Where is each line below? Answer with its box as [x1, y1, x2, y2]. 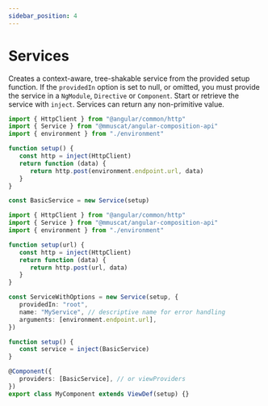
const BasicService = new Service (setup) [8, 197, 150, 205]
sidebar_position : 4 [8, 11, 78, 20]
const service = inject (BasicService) [19, 345, 150, 353]
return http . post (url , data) [29, 264, 128, 272]
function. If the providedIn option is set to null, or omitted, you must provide [8, 82, 260, 91]
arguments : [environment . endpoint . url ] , [19, 315, 157, 324]
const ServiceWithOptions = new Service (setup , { [8, 293, 179, 302]
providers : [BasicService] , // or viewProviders [19, 375, 186, 383]
